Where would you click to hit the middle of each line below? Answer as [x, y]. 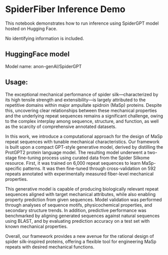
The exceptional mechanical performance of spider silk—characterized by [82, 94]
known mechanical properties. [37, 226]
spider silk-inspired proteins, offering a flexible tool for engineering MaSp [81, 241]
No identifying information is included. [45, 38]
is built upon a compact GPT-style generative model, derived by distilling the [84, 147]
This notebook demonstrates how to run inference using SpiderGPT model [82, 23]
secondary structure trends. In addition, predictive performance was [76, 210]
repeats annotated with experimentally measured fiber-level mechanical [79, 174]
